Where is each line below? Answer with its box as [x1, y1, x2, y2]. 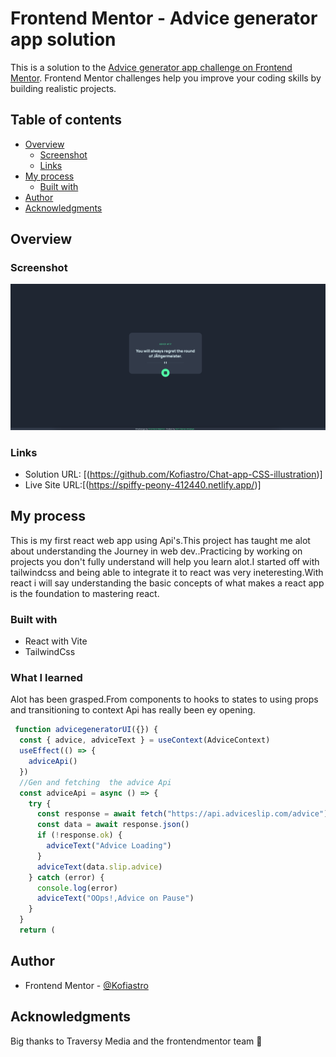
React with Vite [24, 635, 88, 647]
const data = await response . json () [36, 820, 190, 830]
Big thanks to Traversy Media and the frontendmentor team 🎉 [10, 1035, 263, 1047]
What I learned [10, 671, 83, 685]
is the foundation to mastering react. [10, 587, 160, 599]
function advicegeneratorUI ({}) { [14, 725, 159, 735]
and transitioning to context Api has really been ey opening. [10, 704, 256, 716]
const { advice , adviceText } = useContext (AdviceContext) [19, 735, 271, 746]
